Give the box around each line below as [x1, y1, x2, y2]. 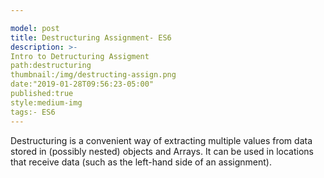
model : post [10, 23, 60, 33]
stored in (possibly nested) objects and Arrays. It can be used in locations [10, 145, 315, 157]
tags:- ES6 [10, 107, 56, 117]
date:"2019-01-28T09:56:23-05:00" [10, 79, 155, 90]
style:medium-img [10, 97, 83, 108]
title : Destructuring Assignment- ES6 [10, 32, 172, 43]
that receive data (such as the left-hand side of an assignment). [10, 156, 272, 168]
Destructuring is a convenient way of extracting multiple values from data [10, 134, 313, 146]
